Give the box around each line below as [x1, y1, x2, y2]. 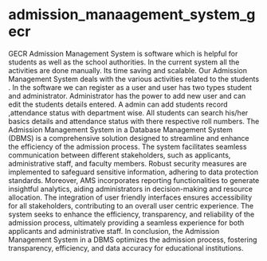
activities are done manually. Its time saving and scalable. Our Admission [8, 65, 247, 75]
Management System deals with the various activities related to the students [8, 74, 260, 84]
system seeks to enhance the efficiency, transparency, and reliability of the [8, 209, 255, 219]
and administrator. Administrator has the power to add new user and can [8, 91, 246, 100]
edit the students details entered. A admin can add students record [8, 99, 229, 109]
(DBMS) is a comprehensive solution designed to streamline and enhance [8, 133, 249, 142]
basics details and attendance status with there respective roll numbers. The [8, 116, 260, 126]
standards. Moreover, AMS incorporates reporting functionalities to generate [8, 175, 260, 185]
